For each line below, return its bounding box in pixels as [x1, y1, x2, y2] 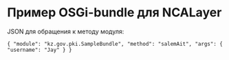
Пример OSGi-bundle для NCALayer [7, 5, 222, 20]
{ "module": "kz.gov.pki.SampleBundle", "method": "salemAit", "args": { [7, 40, 223, 47]
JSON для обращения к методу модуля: [7, 27, 124, 35]
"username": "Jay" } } [7, 46, 72, 53]
